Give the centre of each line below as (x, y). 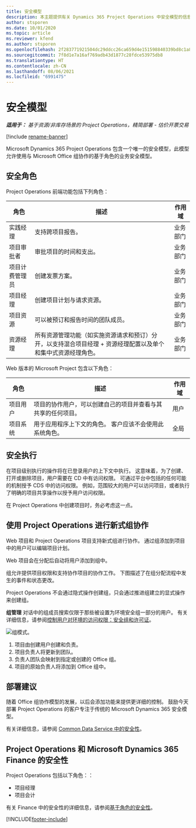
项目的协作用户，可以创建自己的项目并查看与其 (98, 404)
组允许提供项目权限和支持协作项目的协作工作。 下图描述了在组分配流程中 (94, 573)
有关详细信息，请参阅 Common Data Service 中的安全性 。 (76, 729)
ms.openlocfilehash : (31, 50)
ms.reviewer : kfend (30, 39)
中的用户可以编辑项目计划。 (39, 548)
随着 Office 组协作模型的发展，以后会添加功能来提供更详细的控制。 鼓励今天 (97, 702)
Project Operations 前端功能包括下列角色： (57, 191)
